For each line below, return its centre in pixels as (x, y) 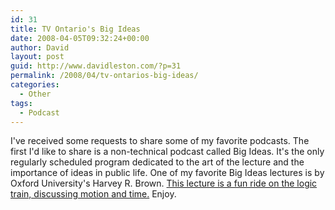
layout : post (37, 57)
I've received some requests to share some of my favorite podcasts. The (160, 141)
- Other (35, 94)
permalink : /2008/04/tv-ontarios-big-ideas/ (104, 76)
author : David (40, 47)
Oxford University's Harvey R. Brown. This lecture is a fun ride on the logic (164, 183)
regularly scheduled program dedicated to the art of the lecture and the (157, 162)
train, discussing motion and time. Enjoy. (93, 194)
